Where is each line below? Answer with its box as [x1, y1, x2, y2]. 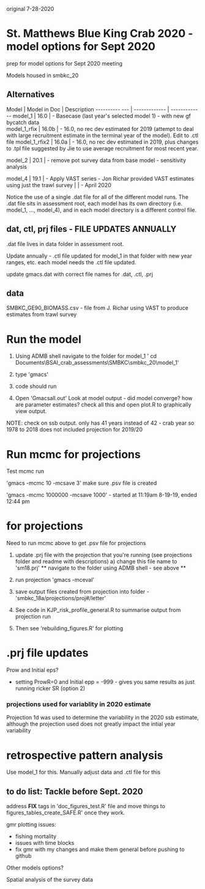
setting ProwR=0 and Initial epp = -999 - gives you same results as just [15, 679, 195, 686]
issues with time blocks [15, 839, 75, 847]
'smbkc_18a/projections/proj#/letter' [15, 595, 106, 602]
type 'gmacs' [15, 371, 49, 378]
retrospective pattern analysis [6, 748, 163, 762]
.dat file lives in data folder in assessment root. [6, 240, 124, 247]
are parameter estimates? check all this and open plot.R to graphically [15, 401, 192, 409]
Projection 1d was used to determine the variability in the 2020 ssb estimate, [6, 714, 199, 721]
